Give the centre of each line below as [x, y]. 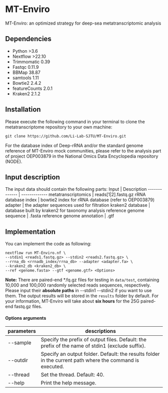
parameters [22, 331]
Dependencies [28, 39]
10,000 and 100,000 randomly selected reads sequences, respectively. [78, 285]
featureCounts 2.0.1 [32, 88]
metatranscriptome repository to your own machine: [59, 127]
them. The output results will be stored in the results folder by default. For [82, 296]
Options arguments [26, 318]
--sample [19, 343]
